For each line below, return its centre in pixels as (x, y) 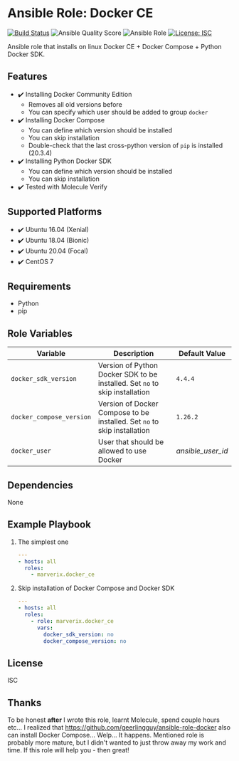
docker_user (31, 451)
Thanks (25, 703)
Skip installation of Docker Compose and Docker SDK (96, 588)
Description (134, 354)
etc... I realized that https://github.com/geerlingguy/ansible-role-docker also (119, 728)
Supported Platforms (55, 212)
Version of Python (128, 366)
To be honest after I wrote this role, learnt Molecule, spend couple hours (114, 720)
